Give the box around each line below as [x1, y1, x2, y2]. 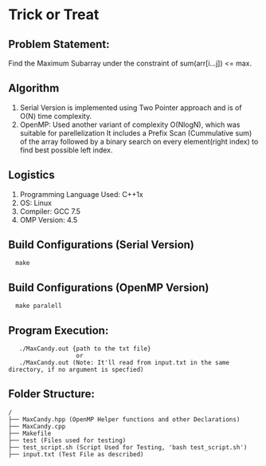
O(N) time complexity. [19, 111, 92, 120]
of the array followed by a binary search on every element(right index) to [19, 136, 259, 146]
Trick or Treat [8, 6, 100, 24]
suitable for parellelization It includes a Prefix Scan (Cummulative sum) [19, 128, 252, 137]
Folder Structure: [8, 387, 96, 401]
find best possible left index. [19, 145, 113, 155]
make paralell [15, 302, 62, 310]
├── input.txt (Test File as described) [8, 450, 145, 458]
